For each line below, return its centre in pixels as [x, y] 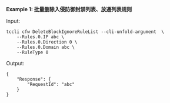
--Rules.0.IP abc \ [41, 37]
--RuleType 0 [33, 52]
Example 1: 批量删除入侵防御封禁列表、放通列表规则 [69, 9]
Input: [13, 21]
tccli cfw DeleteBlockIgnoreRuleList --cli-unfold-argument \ [85, 32]
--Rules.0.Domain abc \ [46, 47]
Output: [15, 63]
